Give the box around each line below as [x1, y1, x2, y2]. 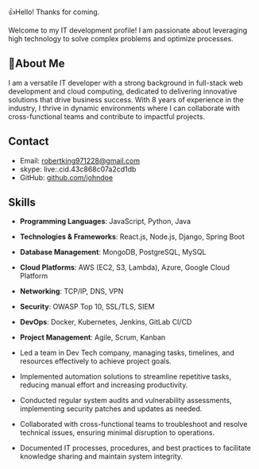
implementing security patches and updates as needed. [19, 404, 203, 413]
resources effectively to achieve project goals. [19, 356, 172, 366]
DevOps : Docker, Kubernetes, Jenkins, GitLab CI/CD [19, 317, 192, 327]
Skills [8, 196, 36, 210]
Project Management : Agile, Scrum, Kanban [19, 333, 166, 342]
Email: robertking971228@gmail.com [19, 156, 141, 165]
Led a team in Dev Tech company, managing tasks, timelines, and [19, 348, 234, 358]
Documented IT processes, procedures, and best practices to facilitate [19, 444, 252, 453]
